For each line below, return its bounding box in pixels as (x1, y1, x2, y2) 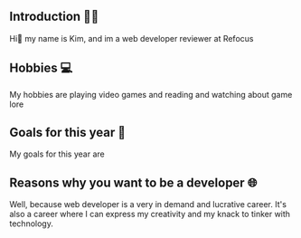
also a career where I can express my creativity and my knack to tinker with (9, 209, 291, 220)
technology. (9, 218, 54, 229)
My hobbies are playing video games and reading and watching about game (9, 89, 293, 100)
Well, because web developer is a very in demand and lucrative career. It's (9, 199, 287, 210)
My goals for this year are (9, 148, 106, 159)
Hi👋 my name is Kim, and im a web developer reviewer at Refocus (9, 33, 254, 43)
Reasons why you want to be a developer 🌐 (9, 175, 258, 190)
